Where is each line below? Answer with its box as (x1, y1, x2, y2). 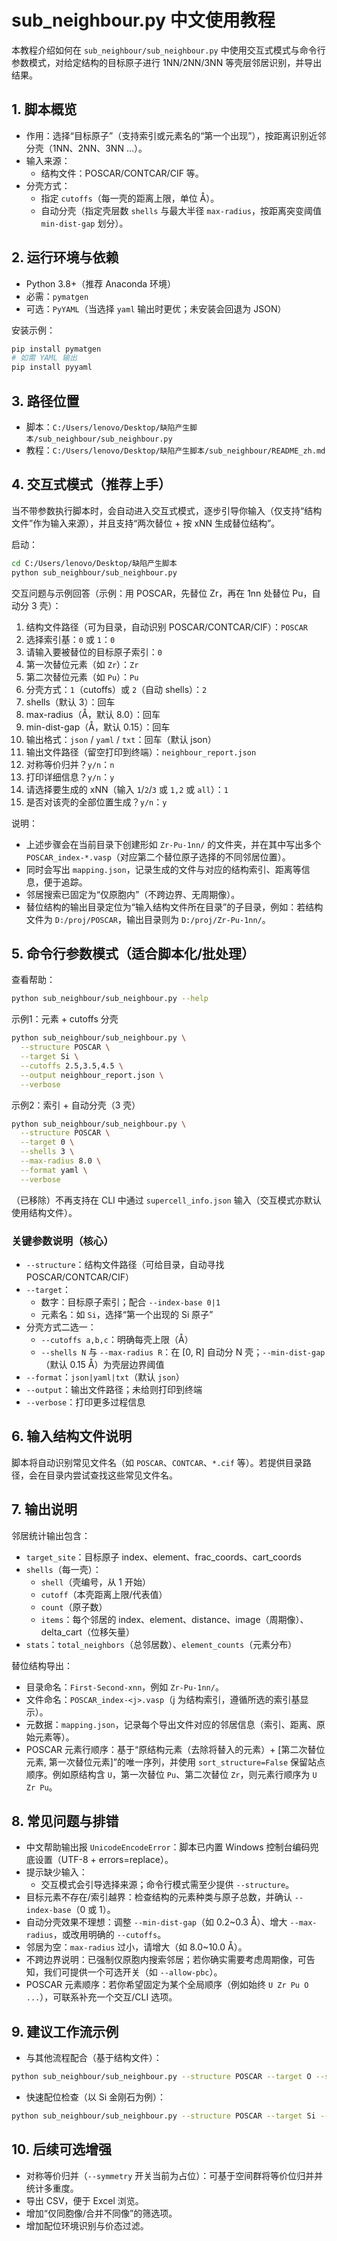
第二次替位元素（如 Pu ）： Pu (25, 671, 139, 683)
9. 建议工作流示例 (11, 2023, 119, 2040)
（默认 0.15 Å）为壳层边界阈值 (40, 1358, 165, 1370)
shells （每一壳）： (25, 1563, 102, 1575)
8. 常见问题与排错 (11, 1812, 119, 1830)
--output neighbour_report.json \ (20, 1070, 164, 1080)
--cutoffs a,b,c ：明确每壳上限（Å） (40, 1333, 194, 1345)
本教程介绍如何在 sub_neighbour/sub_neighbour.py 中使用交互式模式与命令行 (11, 44, 326, 56)
